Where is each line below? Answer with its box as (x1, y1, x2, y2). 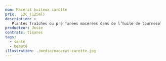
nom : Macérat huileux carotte (5, 7, 68, 12)
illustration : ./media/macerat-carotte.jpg (5, 48, 96, 53)
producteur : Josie (5, 26, 43, 30)
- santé (9, 39, 26, 44)
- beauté (9, 44, 28, 49)
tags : (5, 35, 16, 40)
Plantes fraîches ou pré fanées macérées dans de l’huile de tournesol (11, 21, 163, 26)
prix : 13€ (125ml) (5, 12, 45, 17)
